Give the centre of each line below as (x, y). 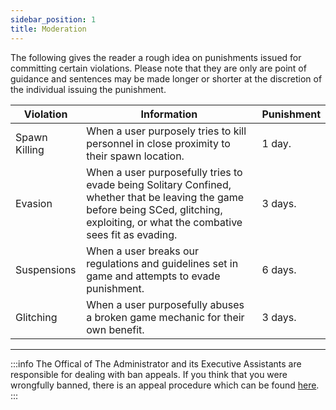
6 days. (279, 269)
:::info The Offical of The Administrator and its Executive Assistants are (156, 363)
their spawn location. (135, 156)
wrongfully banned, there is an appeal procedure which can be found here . (165, 385)
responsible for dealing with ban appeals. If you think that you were (149, 374)
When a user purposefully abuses (165, 304)
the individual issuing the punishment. (88, 89)
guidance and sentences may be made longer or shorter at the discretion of (166, 78)
